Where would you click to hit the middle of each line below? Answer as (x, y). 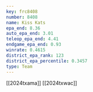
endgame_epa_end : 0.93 (34, 45)
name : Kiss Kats (26, 22)
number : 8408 (22, 17)
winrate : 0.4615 (26, 50)
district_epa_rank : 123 (35, 55)
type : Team (19, 66)
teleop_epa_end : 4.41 (32, 39)
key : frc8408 (22, 11)
